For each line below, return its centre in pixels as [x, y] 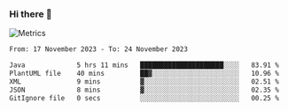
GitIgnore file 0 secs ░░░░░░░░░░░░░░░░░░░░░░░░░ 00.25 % [144, 98]
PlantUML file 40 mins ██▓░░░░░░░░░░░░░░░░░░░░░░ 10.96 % [144, 74]
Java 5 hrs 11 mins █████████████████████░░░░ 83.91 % [144, 65]
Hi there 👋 [31, 14]
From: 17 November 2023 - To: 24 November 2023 [99, 49]
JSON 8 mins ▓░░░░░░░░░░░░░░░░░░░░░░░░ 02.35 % [144, 90]
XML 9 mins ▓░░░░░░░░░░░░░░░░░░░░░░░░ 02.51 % [144, 81]
